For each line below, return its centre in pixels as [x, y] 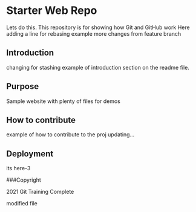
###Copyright [24, 180]
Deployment [30, 154]
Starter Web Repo [52, 11]
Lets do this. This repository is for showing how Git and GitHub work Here [98, 27]
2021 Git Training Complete [40, 192]
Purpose [23, 86]
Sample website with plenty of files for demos [64, 101]
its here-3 [18, 168]
